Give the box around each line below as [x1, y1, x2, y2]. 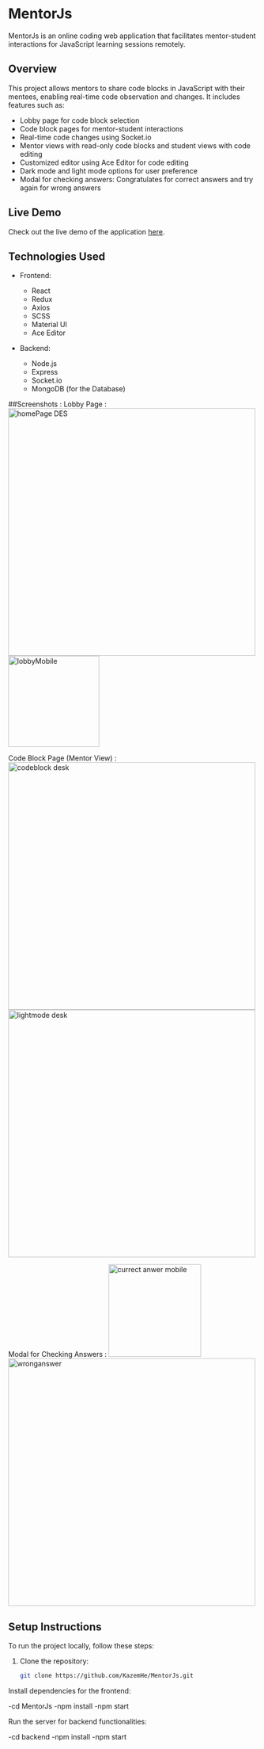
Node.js [31, 359, 58, 368]
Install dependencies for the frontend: [8, 1686, 131, 1696]
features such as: [8, 100, 65, 109]
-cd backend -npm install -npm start [8, 1732, 127, 1742]
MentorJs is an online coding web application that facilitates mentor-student [8, 31, 256, 40]
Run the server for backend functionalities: [8, 1717, 148, 1727]
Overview [8, 63, 58, 76]
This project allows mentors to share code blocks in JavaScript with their [8, 83, 245, 93]
